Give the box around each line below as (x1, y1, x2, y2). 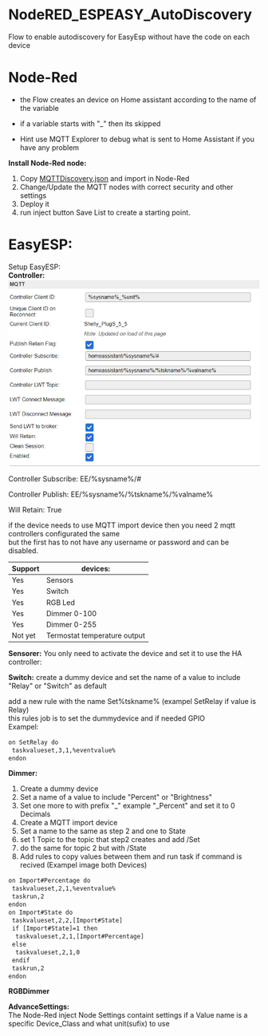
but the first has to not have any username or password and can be (8, 537, 230, 548)
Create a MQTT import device (19, 817, 118, 827)
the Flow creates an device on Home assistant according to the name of (19, 94, 257, 105)
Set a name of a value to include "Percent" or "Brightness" (19, 792, 213, 801)
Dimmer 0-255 (46, 620, 97, 630)
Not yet (11, 631, 36, 640)
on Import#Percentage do (8, 876, 91, 884)
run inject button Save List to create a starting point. (19, 208, 191, 217)
